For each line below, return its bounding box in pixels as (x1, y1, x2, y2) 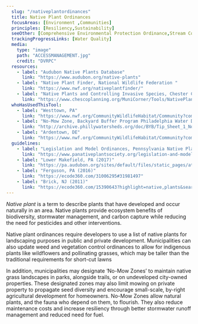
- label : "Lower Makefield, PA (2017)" (16, 157, 115, 163)
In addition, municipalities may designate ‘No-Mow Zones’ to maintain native (6, 267, 192, 274)
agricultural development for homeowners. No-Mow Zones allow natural (6, 292, 181, 299)
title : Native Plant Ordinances (11, 14, 91, 20)
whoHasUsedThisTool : (11, 102, 62, 108)
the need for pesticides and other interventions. (6, 219, 122, 226)
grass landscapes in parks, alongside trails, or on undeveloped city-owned (6, 273, 187, 280)
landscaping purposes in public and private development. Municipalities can (6, 237, 192, 244)
